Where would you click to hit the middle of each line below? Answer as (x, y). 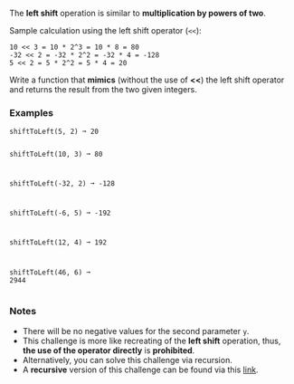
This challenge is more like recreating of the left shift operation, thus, (152, 341)
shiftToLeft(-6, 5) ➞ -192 (60, 213)
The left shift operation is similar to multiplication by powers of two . (138, 13)
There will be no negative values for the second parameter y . (136, 331)
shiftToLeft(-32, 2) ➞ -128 (62, 183)
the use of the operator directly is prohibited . (109, 350)
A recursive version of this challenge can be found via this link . (140, 370)
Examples (32, 112)
